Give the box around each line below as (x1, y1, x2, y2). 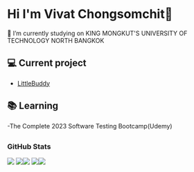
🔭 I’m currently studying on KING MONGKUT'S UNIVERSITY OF (7, 29, 188, 37)
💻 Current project (7, 57, 87, 69)
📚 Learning (7, 100, 59, 112)
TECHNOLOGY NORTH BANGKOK (7, 36, 105, 44)
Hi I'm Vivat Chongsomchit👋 (7, 6, 173, 22)
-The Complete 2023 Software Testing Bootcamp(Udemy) (7, 122, 173, 130)
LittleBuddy (17, 79, 51, 87)
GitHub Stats (7, 142, 51, 151)
